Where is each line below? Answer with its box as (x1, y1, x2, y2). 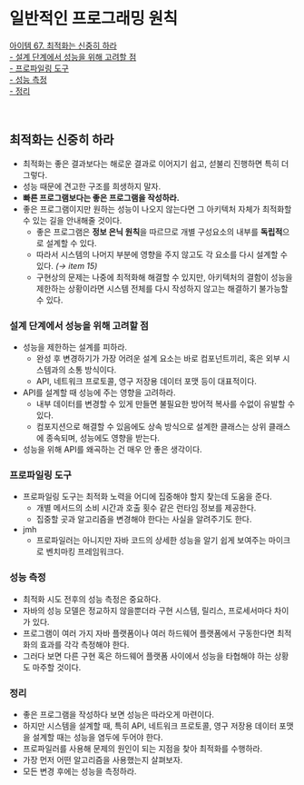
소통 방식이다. (67, 364, 117, 375)
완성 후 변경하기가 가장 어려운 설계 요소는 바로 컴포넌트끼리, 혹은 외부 (35, 353, 281, 364)
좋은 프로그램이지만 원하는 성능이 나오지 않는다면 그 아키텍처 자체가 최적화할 (22, 204, 292, 214)
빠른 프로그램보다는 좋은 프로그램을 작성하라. (22, 192, 180, 203)
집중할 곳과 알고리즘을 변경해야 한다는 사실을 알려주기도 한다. (35, 514, 252, 525)
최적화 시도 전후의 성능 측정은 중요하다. (22, 593, 162, 604)
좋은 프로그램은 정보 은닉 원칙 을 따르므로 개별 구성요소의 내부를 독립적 (35, 226, 283, 237)
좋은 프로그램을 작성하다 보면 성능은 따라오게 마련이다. (22, 709, 215, 720)
